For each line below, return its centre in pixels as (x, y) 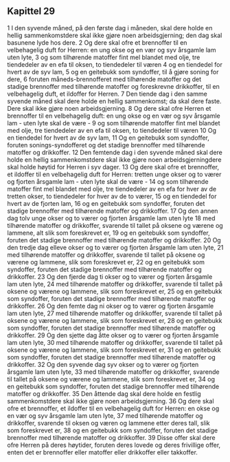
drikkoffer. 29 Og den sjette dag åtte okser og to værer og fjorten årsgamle (113, 335)
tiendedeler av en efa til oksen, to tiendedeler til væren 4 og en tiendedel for (115, 64)
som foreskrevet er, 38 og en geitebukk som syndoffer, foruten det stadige (113, 430)
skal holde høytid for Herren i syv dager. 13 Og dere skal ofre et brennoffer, (113, 167)
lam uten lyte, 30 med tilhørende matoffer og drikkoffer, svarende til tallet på (115, 342)
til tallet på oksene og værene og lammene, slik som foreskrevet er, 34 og (111, 379)
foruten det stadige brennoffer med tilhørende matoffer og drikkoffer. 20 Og (114, 240)
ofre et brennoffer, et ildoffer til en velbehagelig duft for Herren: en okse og (113, 408)
